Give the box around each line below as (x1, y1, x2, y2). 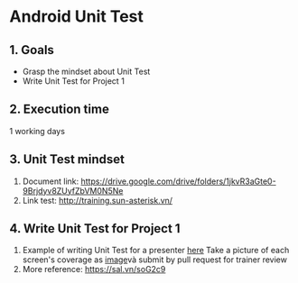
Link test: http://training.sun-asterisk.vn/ (22, 195, 173, 205)
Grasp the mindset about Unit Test (22, 66, 151, 77)
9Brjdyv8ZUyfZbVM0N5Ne (22, 185, 124, 196)
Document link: (22, 176, 79, 187)
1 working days (9, 125, 66, 136)
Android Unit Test (9, 6, 144, 27)
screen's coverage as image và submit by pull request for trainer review (22, 254, 287, 265)
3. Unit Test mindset (9, 151, 125, 168)
